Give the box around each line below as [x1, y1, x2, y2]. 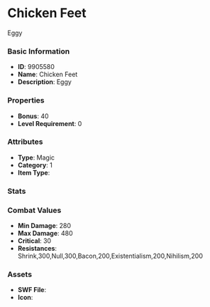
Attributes [7, 137, 43, 147]
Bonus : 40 [17, 112, 49, 120]
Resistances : [17, 244, 57, 253]
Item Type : [17, 168, 50, 177]
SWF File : [17, 286, 47, 294]
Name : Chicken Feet [17, 70, 78, 79]
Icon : [17, 293, 33, 302]
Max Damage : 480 [17, 229, 73, 238]
